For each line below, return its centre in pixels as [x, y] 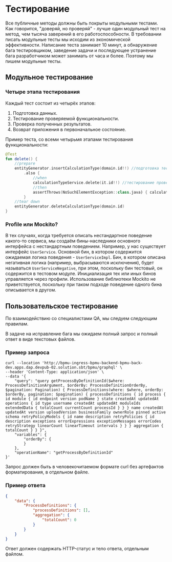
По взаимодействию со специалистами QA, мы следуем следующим [81, 319]
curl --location [23, 363]
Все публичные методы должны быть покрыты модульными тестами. [82, 23]
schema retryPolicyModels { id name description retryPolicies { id [80, 417]
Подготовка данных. [35, 113]
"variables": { [31, 435]
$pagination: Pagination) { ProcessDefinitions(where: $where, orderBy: [84, 390]
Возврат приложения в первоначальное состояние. [69, 129]
